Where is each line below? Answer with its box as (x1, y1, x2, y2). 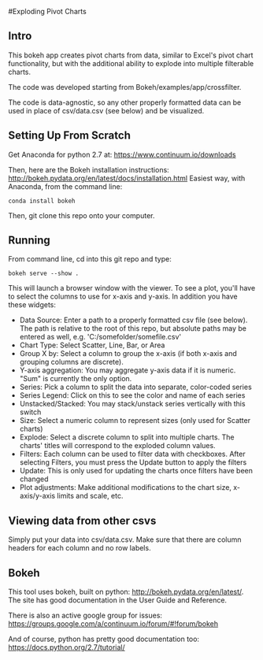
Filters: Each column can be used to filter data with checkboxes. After (19, 449, 246, 459)
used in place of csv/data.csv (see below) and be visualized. (8, 106, 205, 115)
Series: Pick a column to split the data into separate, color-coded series (19, 382, 252, 392)
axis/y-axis (19, 491, 56, 501)
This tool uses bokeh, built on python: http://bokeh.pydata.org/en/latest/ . (8, 587, 244, 597)
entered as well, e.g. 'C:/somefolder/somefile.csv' (19, 332, 182, 342)
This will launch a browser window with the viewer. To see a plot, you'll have (8, 284, 256, 293)
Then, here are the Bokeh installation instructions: (8, 165, 169, 174)
